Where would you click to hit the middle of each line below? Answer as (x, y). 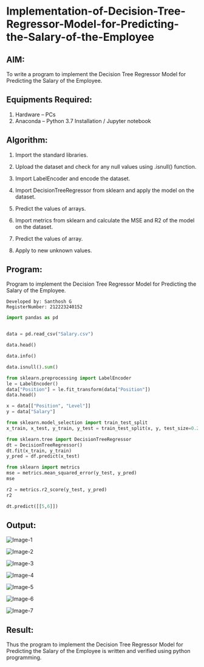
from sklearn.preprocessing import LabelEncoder (69, 378)
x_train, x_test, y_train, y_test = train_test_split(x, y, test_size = (99, 428)
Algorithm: (27, 140)
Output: (21, 525)
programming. (24, 658)
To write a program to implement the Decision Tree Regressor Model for (96, 74)
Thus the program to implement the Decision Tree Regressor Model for (95, 644)
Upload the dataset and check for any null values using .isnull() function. (106, 166)
